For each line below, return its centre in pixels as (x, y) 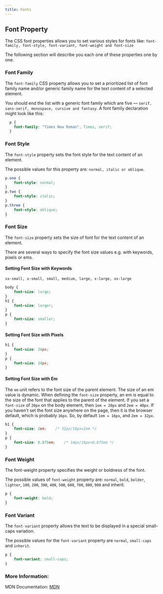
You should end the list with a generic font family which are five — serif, (79, 103)
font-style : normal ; (35, 183)
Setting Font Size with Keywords (38, 268)
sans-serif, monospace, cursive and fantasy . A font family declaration (77, 108)
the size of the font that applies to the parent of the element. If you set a (77, 400)
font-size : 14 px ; (31, 363)
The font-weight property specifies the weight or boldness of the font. (75, 470)
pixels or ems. (19, 257)
